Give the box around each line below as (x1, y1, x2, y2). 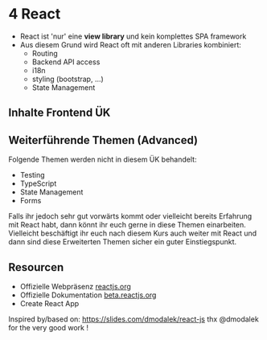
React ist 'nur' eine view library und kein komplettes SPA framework (19, 31, 247, 41)
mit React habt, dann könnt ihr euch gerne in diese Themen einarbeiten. (8, 220, 247, 230)
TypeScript (19, 178, 57, 189)
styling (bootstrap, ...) (31, 74, 105, 84)
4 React (8, 5, 61, 23)
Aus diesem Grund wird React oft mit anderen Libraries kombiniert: (19, 39, 241, 49)
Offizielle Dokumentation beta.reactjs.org (19, 290, 157, 300)
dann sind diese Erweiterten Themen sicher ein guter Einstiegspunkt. (8, 237, 237, 247)
